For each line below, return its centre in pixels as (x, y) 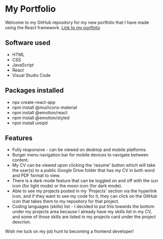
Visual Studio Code (31, 75)
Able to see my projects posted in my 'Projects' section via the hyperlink (84, 191)
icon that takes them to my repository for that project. (66, 201)
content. (20, 160)
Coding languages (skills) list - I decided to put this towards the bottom (83, 206)
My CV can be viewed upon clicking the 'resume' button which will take (84, 165)
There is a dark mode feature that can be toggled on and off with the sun (85, 181)
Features (19, 138)
